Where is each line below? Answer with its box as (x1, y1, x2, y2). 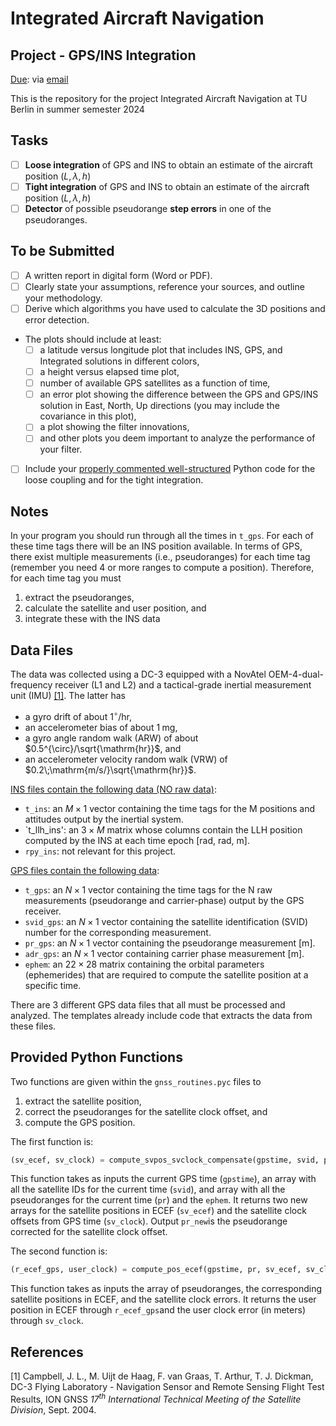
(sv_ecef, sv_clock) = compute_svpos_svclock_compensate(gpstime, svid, (10, 1155, 320, 1165)
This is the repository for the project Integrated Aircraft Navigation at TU (10, 93, 308, 104)
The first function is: (10, 1135, 94, 1147)
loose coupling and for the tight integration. (24, 474, 204, 486)
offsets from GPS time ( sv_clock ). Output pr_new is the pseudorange (10, 1215, 288, 1227)
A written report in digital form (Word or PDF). (24, 269, 213, 281)
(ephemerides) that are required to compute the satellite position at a (24, 968, 309, 981)
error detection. (24, 314, 90, 326)
